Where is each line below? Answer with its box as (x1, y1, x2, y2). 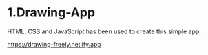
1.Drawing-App (7, 5, 95, 20)
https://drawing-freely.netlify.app (7, 40, 101, 48)
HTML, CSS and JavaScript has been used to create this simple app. (7, 27, 202, 35)
